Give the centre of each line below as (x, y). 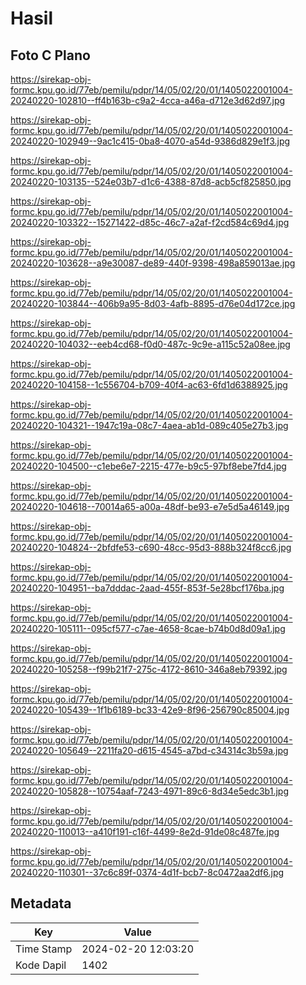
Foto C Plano (50, 55)
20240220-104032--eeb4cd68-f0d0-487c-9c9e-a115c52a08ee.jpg (150, 344)
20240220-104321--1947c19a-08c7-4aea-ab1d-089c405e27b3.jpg (149, 425)
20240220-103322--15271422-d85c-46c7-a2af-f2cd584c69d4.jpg (150, 222)
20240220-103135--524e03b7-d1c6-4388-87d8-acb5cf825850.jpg (151, 181)
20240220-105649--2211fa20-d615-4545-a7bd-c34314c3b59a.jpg (149, 750)
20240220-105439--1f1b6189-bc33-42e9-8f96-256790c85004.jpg (150, 710)
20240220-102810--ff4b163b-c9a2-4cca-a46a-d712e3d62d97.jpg (148, 100)
